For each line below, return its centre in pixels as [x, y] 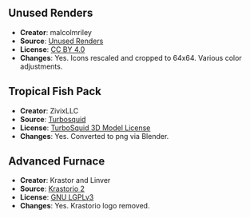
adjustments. [41, 66]
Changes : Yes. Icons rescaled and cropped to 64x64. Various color [131, 57]
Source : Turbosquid [53, 119]
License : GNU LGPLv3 [57, 197]
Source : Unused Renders [62, 41]
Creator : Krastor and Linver [65, 180]
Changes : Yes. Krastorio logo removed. [85, 206]
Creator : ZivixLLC [49, 110]
